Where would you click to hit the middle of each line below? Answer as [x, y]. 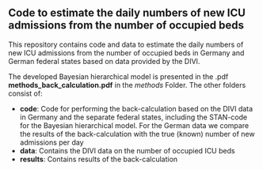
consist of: [25, 93]
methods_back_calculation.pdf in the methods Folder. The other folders [127, 85]
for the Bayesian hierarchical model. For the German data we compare [134, 125]
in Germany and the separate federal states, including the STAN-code [133, 117]
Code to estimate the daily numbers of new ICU [127, 13]
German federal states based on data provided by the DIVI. [104, 61]
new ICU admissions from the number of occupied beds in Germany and [126, 53]
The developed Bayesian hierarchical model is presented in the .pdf [118, 76]
